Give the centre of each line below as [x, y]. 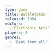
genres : [13, 38]
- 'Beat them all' [29, 42]
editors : [14, 24]
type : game [16, 10]
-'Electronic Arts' [30, 28]
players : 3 [16, 33]
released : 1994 [21, 19]
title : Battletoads [25, 14]
